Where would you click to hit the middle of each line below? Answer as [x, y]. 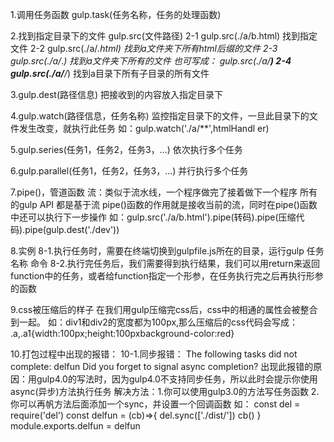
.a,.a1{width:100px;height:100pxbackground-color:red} [122, 333]
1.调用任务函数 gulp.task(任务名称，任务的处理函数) [116, 14]
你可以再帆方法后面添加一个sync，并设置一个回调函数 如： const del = [155, 404]
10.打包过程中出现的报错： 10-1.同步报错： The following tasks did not [154, 354]
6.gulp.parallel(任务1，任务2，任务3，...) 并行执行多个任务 [129, 171]
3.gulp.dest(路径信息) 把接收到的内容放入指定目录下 [117, 94]
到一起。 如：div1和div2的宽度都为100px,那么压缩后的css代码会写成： [154, 322]
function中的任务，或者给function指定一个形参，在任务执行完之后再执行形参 [167, 276]
